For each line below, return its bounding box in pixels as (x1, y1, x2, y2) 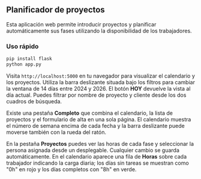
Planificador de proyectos (6, 5, 105, 15)
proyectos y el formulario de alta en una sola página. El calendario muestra (6, 115, 191, 123)
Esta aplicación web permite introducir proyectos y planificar (6, 20, 157, 28)
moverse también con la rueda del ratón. (6, 129, 107, 136)
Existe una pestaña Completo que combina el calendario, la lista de (6, 109, 173, 117)
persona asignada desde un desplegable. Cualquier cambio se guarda (6, 147, 180, 154)
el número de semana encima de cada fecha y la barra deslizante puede (6, 122, 185, 129)
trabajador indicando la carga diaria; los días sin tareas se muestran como (6, 159, 189, 166)
